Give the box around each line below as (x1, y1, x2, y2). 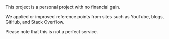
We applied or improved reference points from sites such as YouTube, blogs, (5, 14, 164, 19)
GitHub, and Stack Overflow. (5, 19, 65, 25)
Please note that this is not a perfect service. (5, 29, 98, 34)
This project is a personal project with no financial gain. (5, 4, 120, 10)
